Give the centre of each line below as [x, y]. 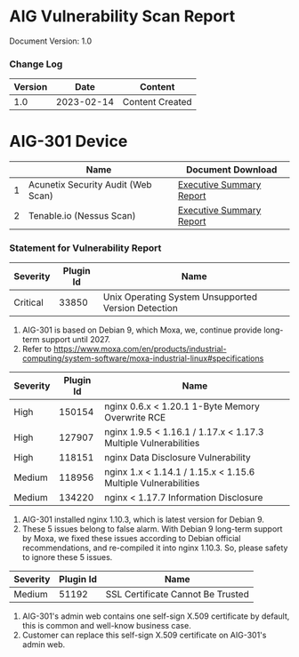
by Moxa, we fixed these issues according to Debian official [131, 539]
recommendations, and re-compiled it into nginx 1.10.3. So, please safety [155, 548]
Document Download [231, 170]
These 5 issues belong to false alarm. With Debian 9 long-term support [152, 529]
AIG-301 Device [69, 142]
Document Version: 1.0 [50, 41]
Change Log [36, 64]
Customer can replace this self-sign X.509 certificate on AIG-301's [144, 635]
